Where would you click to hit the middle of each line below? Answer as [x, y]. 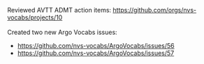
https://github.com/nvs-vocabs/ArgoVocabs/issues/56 [96, 46]
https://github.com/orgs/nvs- [155, 10]
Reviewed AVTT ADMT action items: [59, 10]
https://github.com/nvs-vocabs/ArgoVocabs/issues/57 [96, 53]
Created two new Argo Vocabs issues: [62, 32]
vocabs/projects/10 [35, 17]
